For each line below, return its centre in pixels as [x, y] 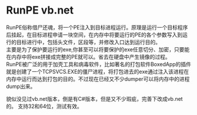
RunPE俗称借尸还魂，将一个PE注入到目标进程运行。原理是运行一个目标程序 [97, 27]
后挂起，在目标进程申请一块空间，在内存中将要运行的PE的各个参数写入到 [94, 34]
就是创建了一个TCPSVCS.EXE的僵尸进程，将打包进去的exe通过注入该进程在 [98, 71]
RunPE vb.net [40, 10]
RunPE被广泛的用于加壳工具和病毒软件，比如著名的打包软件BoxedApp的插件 [99, 64]
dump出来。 [21, 86]
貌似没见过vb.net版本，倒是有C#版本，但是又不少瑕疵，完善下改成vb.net [95, 98]
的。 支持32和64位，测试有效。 [44, 106]
